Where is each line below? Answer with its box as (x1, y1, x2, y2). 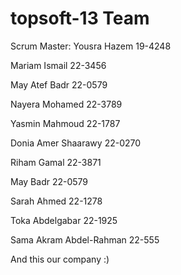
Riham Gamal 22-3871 (10, 156, 102, 168)
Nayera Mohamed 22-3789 (10, 98, 123, 110)
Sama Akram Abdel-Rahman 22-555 (10, 233, 160, 246)
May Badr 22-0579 (10, 175, 89, 187)
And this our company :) (10, 253, 110, 265)
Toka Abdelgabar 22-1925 (10, 214, 118, 226)
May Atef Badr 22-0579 (10, 78, 108, 91)
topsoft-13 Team (10, 7, 150, 30)
